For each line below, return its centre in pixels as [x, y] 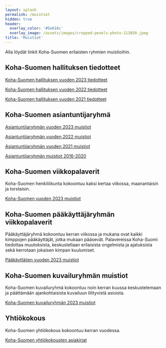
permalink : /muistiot [28, 14]
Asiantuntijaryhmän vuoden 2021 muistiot [48, 146]
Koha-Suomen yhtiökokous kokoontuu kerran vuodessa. [63, 330]
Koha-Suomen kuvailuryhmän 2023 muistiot [50, 302]
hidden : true [19, 19]
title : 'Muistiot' [24, 38]
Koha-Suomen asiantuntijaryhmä [58, 115]
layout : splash [21, 10]
